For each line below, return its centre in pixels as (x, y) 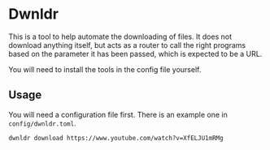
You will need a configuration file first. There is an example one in (118, 114)
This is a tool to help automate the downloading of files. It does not (120, 36)
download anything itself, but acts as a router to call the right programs (127, 45)
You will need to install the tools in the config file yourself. (105, 69)
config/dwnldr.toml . (42, 123)
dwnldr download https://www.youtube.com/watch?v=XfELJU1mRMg (116, 138)
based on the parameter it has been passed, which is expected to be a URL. (135, 54)
